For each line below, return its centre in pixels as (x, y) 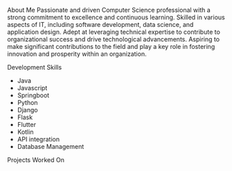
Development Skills (35, 67)
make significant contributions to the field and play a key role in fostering (111, 47)
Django (27, 110)
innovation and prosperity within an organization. (77, 54)
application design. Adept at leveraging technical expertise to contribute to (114, 32)
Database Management (51, 147)
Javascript (32, 88)
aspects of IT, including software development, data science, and (100, 24)
